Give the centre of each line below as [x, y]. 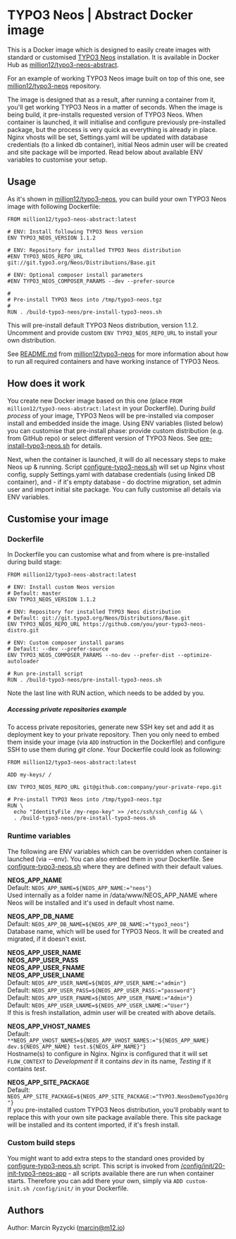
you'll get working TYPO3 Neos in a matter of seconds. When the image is [115, 107]
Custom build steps [41, 1143]
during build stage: [35, 562]
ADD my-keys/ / [30, 775]
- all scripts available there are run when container [141, 1173]
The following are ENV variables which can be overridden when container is [117, 851]
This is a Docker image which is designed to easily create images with [109, 49]
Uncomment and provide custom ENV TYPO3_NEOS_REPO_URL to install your [112, 333]
